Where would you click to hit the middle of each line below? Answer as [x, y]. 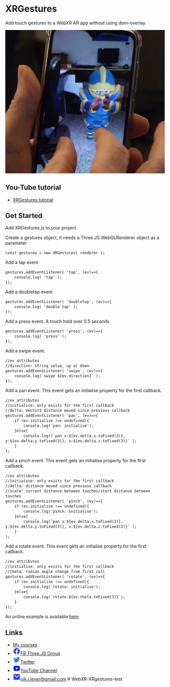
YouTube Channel [38, 671]
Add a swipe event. [25, 351]
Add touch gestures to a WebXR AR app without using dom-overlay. [76, 23]
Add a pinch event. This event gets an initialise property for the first [75, 461]
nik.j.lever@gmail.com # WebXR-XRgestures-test [71, 679]
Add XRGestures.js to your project [41, 228]
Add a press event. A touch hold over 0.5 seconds [57, 321]
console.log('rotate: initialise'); [62, 587]
